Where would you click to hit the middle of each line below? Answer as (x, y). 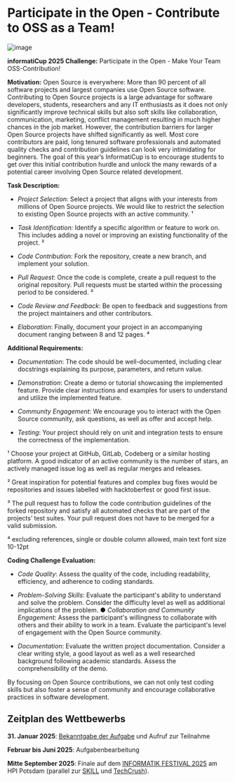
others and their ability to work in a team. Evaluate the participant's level (122, 624)
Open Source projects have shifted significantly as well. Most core (103, 134)
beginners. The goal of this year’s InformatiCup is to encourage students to (116, 157)
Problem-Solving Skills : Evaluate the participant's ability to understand (119, 595)
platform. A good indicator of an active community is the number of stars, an (118, 461)
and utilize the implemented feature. (69, 397)
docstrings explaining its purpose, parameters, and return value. (110, 369)
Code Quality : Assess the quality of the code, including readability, (114, 574)
